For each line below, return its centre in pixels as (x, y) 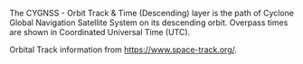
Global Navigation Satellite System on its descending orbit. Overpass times (149, 23)
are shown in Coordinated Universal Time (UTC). (100, 32)
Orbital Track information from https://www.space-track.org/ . (123, 50)
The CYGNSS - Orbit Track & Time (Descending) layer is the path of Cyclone (152, 13)
